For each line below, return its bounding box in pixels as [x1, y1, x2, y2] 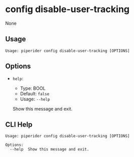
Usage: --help [20, 96, 50, 102]
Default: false [20, 90, 50, 96]
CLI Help [5, 120, 33, 129]
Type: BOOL [20, 85, 46, 91]
